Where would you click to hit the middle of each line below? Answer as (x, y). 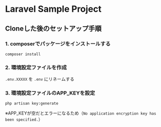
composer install (23, 54)
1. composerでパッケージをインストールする (58, 44)
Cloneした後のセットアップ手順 (53, 28)
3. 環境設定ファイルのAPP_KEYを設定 (50, 93)
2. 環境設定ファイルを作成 (36, 67)
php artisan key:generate (32, 104)
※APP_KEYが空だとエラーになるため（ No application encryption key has (81, 113)
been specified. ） (24, 120)
